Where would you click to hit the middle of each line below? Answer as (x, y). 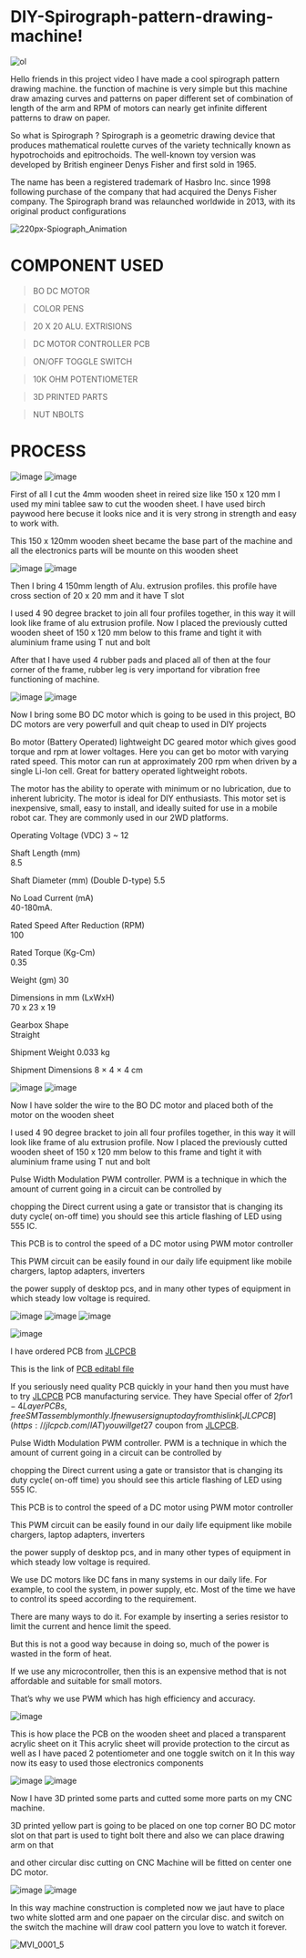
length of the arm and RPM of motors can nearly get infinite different (139, 108)
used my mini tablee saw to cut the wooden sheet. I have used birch (138, 504)
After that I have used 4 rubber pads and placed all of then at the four (141, 660)
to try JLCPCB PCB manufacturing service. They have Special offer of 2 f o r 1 (152, 1396)
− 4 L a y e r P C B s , (39, 1406)
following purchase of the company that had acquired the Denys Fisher (143, 191)
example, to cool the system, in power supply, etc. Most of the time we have (153, 1589)
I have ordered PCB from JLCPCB (73, 1351)
